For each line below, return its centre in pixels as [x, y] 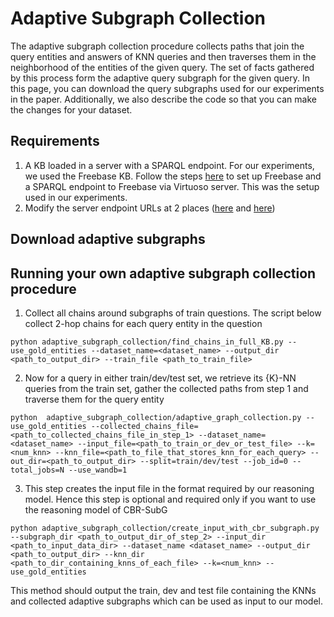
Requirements [55, 141]
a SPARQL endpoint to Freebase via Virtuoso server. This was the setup [172, 186]
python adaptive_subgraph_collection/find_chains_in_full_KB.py [147, 342]
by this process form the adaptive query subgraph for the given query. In [160, 78]
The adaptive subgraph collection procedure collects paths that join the [157, 46]
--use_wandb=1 [98, 470]
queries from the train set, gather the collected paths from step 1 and [166, 388]
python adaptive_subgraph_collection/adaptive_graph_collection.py [156, 417]
